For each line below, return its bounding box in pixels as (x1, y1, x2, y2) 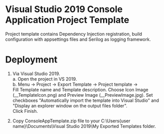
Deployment (5, 54, 58, 65)
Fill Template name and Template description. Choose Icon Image (12, 87, 148, 93)
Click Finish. (12, 108, 38, 114)
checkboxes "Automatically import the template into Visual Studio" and (12, 97, 159, 103)
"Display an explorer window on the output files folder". (12, 102, 127, 109)
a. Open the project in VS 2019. (12, 76, 77, 82)
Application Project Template (5, 14, 130, 26)
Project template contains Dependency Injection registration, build (5, 31, 142, 37)
